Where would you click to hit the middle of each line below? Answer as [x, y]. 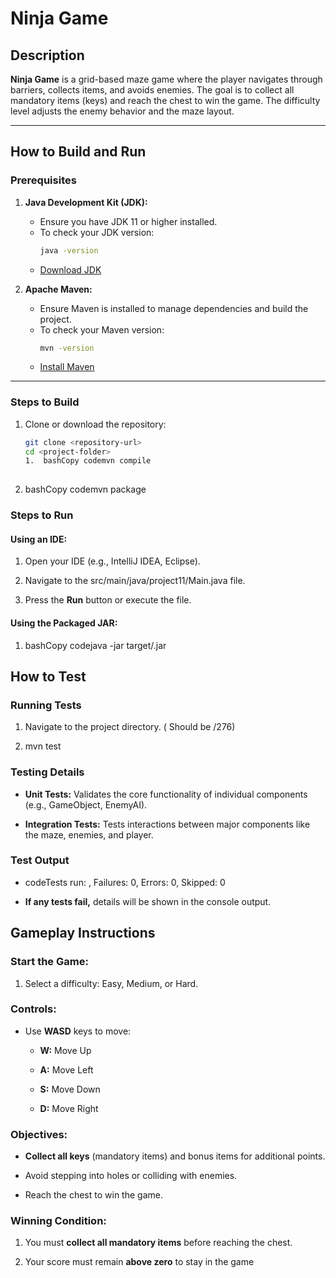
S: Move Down [70, 1089]
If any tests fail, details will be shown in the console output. [148, 901]
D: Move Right [69, 1108]
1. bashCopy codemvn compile [88, 461]
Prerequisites [43, 180]
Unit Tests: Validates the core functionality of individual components [166, 794]
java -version [69, 250]
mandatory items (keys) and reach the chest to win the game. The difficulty [165, 100]
